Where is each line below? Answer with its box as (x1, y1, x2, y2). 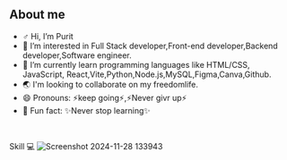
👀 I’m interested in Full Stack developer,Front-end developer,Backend (22, 40, 278, 51)
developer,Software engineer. (22, 49, 132, 61)
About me (9, 7, 65, 22)
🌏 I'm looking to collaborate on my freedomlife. (22, 79, 199, 89)
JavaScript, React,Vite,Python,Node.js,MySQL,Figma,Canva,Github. (22, 69, 272, 80)
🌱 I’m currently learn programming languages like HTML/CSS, (22, 59, 250, 70)
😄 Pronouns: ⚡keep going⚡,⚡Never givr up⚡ (22, 92, 187, 103)
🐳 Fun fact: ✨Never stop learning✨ (22, 105, 151, 115)
